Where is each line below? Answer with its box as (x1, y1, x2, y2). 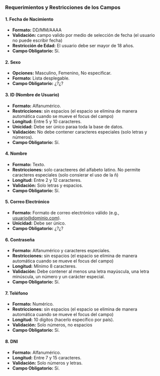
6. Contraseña (5, 236, 35, 242)
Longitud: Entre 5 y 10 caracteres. (12, 118, 82, 124)
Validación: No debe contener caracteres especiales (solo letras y (12, 129, 147, 135)
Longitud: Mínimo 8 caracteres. (12, 263, 77, 269)
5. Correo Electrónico (5, 199, 50, 205)
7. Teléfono (5, 290, 28, 296)
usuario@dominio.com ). (12, 215, 61, 221)
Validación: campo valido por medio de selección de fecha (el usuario (12, 32, 155, 38)
